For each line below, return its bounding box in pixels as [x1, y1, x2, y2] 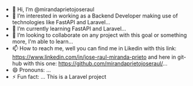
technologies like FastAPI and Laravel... [12, 19, 110, 25]
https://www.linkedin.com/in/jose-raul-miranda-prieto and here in [12, 53, 177, 61]
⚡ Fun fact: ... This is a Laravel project [12, 73, 106, 80]
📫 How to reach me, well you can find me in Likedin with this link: [12, 45, 177, 51]
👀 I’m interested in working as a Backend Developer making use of [12, 12, 178, 19]
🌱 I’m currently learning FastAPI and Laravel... [12, 25, 126, 32]
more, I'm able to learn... [12, 38, 73, 45]
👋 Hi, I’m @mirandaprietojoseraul [12, 6, 95, 13]
